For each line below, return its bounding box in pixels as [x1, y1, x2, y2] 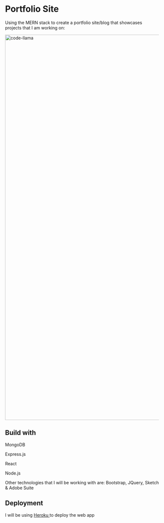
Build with [5, 428, 36, 437]
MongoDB [5, 442, 25, 448]
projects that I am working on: [5, 24, 65, 30]
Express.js [5, 451, 26, 457]
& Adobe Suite [5, 485, 34, 491]
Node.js [5, 470, 21, 476]
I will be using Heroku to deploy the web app [5, 512, 95, 518]
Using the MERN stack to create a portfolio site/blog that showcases [5, 20, 143, 25]
